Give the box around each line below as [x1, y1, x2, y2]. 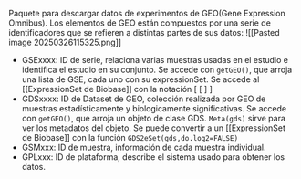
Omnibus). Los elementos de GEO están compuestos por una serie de [8, 17, 271, 28]
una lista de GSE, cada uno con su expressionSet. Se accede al [21, 74, 260, 85]
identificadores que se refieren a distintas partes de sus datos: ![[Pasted [8, 27, 280, 37]
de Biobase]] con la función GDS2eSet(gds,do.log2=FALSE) [21, 132, 239, 142]
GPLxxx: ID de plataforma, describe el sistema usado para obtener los [21, 152, 285, 163]
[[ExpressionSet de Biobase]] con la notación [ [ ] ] [21, 84, 213, 94]
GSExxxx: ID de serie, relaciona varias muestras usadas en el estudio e [21, 55, 289, 65]
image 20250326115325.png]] [8, 37, 122, 47]
